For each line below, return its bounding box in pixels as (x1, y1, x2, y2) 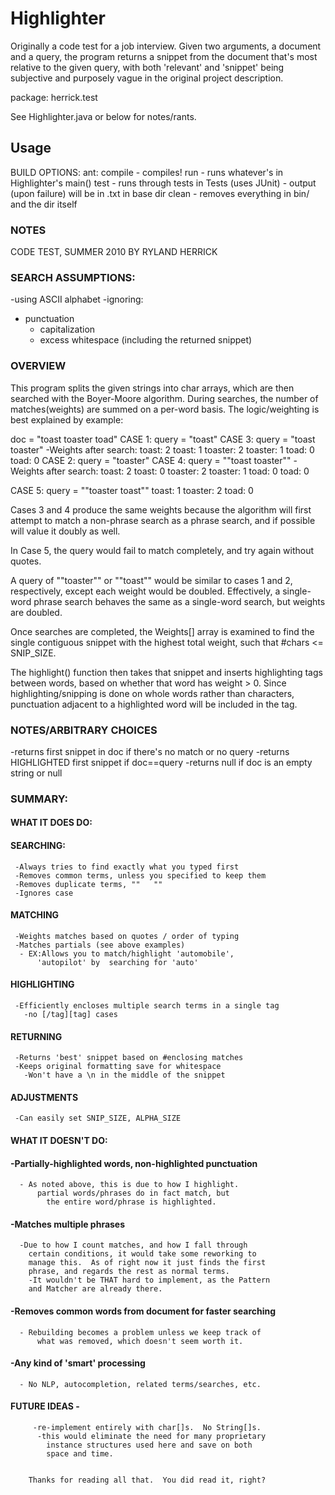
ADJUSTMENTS (10, 1091, 79, 1103)
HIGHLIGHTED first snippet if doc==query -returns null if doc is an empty (10, 756, 313, 768)
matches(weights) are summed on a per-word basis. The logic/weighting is (10, 403, 320, 415)
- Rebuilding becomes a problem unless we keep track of (19, 1327, 262, 1337)
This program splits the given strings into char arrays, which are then (10, 382, 295, 394)
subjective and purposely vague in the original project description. (10, 72, 284, 84)
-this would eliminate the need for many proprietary (36, 1432, 267, 1442)
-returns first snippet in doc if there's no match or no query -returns (10, 745, 290, 757)
